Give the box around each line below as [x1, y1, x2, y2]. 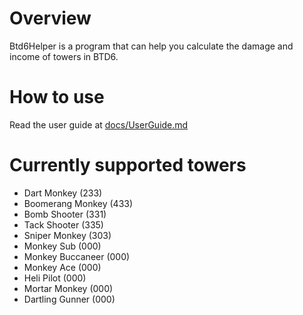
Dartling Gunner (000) [23, 293, 116, 305]
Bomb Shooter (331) [23, 208, 107, 220]
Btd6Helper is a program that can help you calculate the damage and [9, 40, 294, 52]
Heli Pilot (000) [23, 272, 87, 284]
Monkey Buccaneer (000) [23, 250, 131, 262]
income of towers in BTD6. [9, 50, 119, 62]
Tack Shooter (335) [23, 218, 104, 231]
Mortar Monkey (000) [23, 282, 114, 294]
